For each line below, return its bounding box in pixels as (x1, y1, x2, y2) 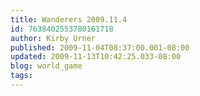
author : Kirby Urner (10, 33, 97, 43)
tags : (10, 71, 33, 81)
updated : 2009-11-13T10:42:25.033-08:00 (10, 52, 182, 62)
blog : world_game (10, 61, 83, 71)
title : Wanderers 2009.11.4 (10, 14, 128, 25)
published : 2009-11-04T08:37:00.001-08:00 (10, 42, 190, 53)
